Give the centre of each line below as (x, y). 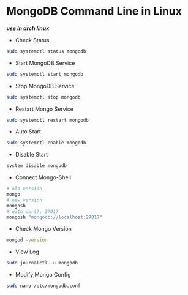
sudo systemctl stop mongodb (43, 97)
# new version (24, 200)
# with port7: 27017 (33, 211)
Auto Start (28, 132)
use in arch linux (28, 28)
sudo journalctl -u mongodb (42, 263)
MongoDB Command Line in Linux (94, 11)
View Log (27, 252)
